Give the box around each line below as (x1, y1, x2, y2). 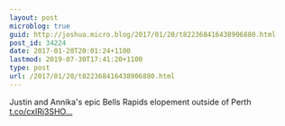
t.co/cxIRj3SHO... (9, 105, 73, 117)
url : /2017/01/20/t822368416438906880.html (9, 72, 176, 81)
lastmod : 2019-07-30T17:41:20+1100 (9, 55, 143, 64)
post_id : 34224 (9, 38, 67, 48)
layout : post (9, 13, 59, 22)
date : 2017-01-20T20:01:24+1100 (9, 47, 131, 56)
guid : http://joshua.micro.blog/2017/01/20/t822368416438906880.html (9, 30, 277, 39)
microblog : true (9, 22, 70, 31)
